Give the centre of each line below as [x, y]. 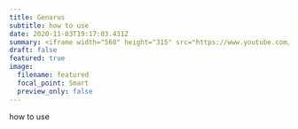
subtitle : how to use [49, 26]
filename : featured [53, 75]
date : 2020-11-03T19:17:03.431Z [69, 34]
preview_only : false [55, 91]
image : [21, 67]
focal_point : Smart [53, 83]
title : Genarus [37, 17]
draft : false [33, 50]
